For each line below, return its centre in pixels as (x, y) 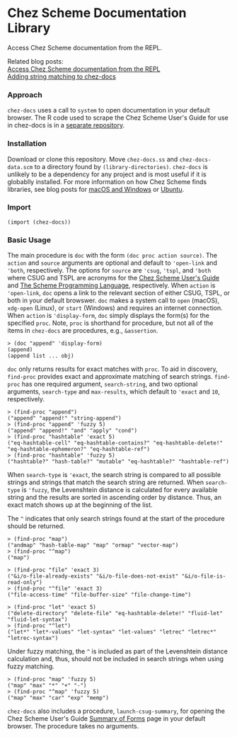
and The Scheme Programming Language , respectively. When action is (111, 285)
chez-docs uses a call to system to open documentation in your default (109, 110)
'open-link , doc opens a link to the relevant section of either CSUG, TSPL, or (118, 293)
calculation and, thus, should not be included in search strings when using (116, 659)
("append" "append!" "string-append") (64, 418)
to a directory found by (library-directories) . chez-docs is (121, 166)
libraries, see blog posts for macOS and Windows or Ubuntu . (96, 189)
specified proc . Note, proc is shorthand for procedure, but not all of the (110, 323)
